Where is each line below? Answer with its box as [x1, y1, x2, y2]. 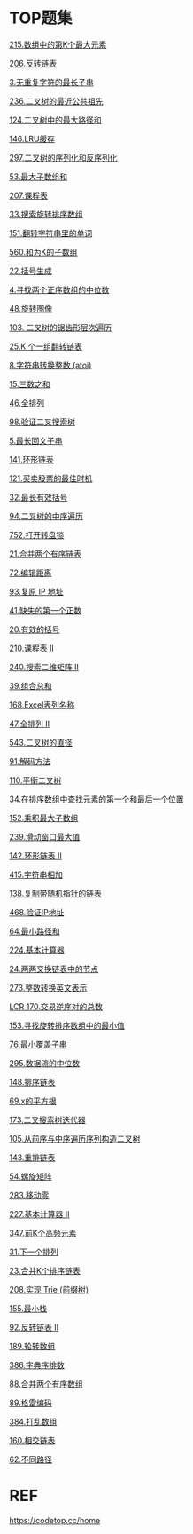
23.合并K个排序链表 [9, 1265, 81, 1276]
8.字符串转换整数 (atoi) [9, 360, 92, 370]
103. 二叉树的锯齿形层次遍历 [9, 321, 112, 333]
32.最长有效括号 [9, 492, 68, 502]
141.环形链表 [9, 454, 55, 464]
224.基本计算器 [9, 945, 65, 955]
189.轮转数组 [9, 1340, 56, 1351]
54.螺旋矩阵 [9, 1171, 52, 1182]
